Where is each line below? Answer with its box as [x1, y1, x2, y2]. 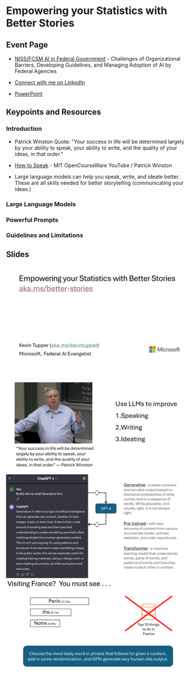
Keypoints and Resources [6, 107, 102, 117]
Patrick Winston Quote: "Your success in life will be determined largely [14, 138, 185, 145]
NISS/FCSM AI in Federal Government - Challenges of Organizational [14, 55, 181, 62]
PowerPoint [14, 91, 43, 97]
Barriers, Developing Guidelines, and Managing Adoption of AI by [14, 61, 172, 68]
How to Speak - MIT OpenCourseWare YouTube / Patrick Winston [14, 162, 172, 169]
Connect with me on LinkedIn [14, 79, 85, 86]
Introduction [6, 124, 42, 133]
